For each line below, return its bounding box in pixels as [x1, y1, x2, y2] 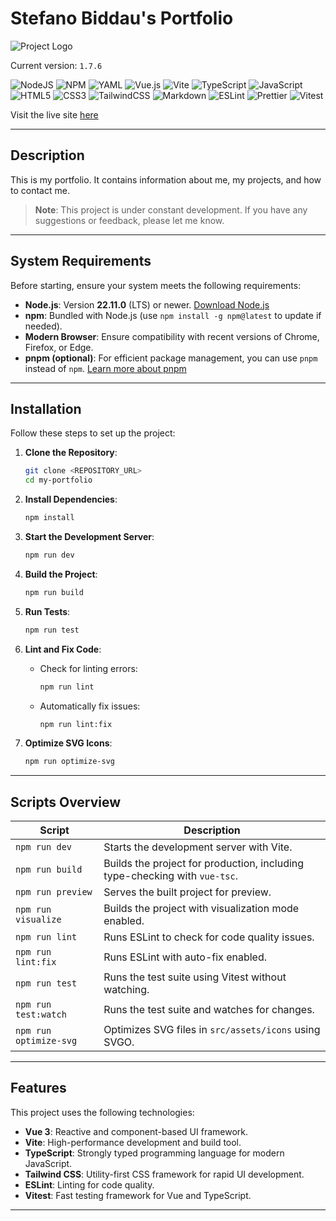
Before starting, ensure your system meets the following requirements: [10, 279, 302, 291]
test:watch [15, 1009, 67, 1021]
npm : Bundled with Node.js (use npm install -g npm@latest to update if [24, 309, 322, 321]
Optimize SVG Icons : [24, 737, 113, 749]
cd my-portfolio [24, 475, 93, 486]
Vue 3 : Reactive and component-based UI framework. [24, 1125, 249, 1137]
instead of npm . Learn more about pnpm [24, 362, 187, 374]
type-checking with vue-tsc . [103, 869, 239, 883]
